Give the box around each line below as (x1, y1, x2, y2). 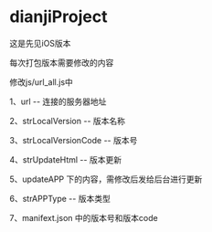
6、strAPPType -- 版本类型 (9, 193, 111, 204)
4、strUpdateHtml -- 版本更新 (9, 153, 122, 165)
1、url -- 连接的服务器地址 (9, 96, 107, 107)
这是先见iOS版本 (9, 37, 71, 48)
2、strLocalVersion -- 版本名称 (9, 115, 126, 126)
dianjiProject (9, 6, 108, 27)
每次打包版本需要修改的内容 (9, 57, 114, 68)
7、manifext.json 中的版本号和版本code (9, 212, 158, 223)
